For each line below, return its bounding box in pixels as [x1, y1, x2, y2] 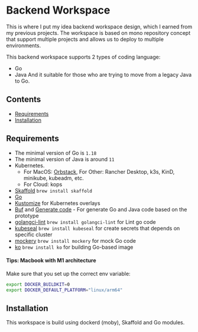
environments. [6, 42, 41, 49]
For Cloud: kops [23, 181, 63, 188]
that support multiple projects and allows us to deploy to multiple [6, 35, 164, 43]
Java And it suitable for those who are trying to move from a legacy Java [14, 71, 192, 78]
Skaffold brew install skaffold [14, 187, 93, 194]
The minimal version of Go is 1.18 [14, 149, 97, 157]
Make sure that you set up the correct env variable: [6, 270, 131, 277]
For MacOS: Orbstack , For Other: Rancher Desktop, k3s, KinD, [23, 168, 175, 175]
